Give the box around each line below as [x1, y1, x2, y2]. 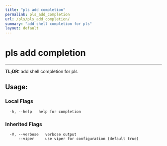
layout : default [5, 26, 39, 31]
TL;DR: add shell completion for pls [5, 68, 78, 75]
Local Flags [5, 98, 33, 105]
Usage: [5, 83, 28, 91]
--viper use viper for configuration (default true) [18, 137, 139, 142]
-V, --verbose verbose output [9, 132, 77, 137]
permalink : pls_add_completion [5, 12, 70, 17]
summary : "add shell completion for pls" [5, 21, 92, 26]
